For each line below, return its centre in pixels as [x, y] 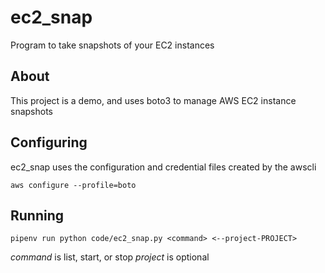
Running [37, 215]
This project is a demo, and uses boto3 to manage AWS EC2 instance [153, 100]
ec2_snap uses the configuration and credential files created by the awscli [163, 167]
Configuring [49, 142]
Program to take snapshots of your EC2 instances [112, 45]
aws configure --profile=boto [73, 185]
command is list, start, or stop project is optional [110, 257]
